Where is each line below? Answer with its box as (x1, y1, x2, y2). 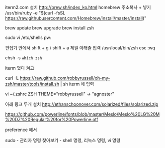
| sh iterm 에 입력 (60, 81, 94, 87)
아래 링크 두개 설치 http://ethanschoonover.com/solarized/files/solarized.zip (5, 101, 159, 107)
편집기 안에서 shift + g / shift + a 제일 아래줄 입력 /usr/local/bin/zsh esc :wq (5, 45, 156, 51)
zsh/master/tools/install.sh (5, 81, 60, 87)
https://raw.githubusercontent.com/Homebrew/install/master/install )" (5, 15, 147, 21)
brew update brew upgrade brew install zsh (5, 25, 94, 31)
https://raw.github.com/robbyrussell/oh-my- (19, 75, 110, 81)
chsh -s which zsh (5, 55, 42, 61)
